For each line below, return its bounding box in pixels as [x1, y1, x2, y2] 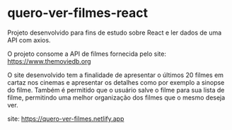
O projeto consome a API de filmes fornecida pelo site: [7, 49, 166, 58]
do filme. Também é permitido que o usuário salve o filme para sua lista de [7, 85, 225, 94]
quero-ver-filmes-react [7, 5, 149, 21]
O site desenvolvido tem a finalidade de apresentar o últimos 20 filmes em [7, 71, 224, 79]
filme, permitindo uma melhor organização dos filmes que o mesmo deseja [7, 93, 226, 102]
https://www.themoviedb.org [7, 57, 91, 65]
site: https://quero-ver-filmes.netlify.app [7, 114, 124, 123]
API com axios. [7, 35, 51, 44]
